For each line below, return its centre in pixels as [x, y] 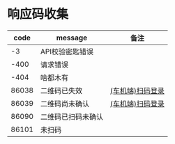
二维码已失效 [61, 90]
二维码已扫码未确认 [71, 117]
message [72, 38]
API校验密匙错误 [67, 51]
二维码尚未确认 [64, 104]
